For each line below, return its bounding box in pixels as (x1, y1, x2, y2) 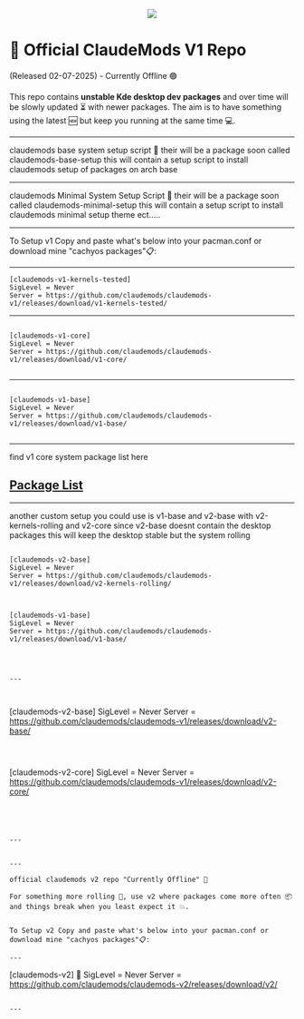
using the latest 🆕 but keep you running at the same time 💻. (9, 114, 236, 126)
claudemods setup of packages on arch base (9, 163, 178, 174)
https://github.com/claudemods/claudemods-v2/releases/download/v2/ (9, 978, 278, 989)
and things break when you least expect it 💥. (9, 902, 190, 911)
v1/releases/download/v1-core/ (9, 355, 128, 364)
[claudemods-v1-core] (9, 331, 91, 340)
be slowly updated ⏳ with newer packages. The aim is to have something (9, 101, 282, 113)
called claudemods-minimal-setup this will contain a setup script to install (9, 200, 283, 211)
